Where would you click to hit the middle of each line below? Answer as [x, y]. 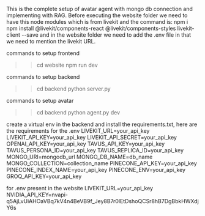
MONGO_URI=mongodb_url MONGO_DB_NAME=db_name [80, 157]
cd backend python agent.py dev [78, 112]
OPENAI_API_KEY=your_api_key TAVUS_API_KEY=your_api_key [86, 144]
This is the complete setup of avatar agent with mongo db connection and [99, 9]
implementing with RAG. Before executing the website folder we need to [97, 15]
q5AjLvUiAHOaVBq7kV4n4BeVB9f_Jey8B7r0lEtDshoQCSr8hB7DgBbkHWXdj [102, 201]
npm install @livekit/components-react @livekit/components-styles [91, 28]
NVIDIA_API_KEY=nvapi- [37, 195]
